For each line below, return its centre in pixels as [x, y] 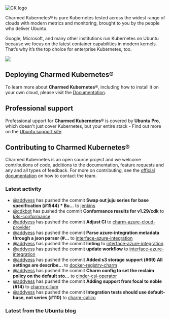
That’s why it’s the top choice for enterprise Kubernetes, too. [69, 49]
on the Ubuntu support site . [34, 131]
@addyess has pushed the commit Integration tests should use [80, 292]
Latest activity [23, 189]
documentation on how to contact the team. [51, 176]
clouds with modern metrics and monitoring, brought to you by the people [82, 23]
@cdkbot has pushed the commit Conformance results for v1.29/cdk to [88, 211]
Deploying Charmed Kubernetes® [60, 75]
